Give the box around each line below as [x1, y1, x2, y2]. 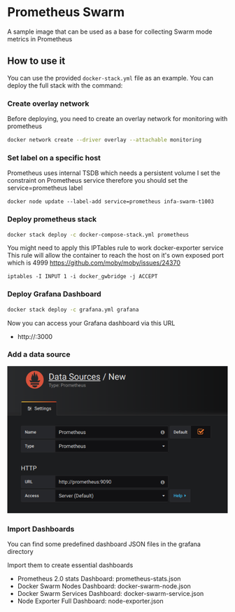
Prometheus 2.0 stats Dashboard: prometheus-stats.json [17, 575, 181, 583]
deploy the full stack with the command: [7, 81, 123, 90]
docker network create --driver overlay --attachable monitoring [7, 137, 201, 144]
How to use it [7, 55, 66, 67]
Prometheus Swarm [7, 4, 124, 20]
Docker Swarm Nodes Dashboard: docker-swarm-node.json [17, 582, 191, 590]
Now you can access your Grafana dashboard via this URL [7, 319, 176, 327]
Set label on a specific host [7, 153, 101, 162]
